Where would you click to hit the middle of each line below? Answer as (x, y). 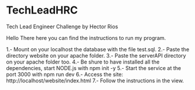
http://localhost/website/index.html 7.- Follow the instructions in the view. (95, 81)
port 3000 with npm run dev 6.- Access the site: (65, 74)
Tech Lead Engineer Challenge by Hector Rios (62, 26)
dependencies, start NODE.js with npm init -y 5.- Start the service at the (94, 68)
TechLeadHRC (42, 10)
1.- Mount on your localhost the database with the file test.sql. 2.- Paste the (98, 49)
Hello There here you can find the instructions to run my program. (86, 38)
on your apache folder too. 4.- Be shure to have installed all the (83, 62)
